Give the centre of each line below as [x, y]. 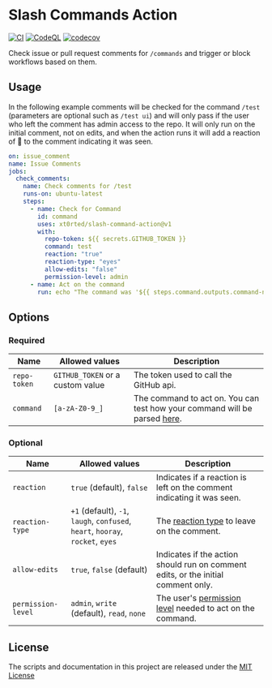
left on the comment [195, 488]
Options [29, 317]
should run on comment [202, 565]
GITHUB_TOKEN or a [87, 375]
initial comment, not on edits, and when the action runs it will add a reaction [134, 132]
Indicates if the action [198, 555]
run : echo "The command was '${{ [94, 292]
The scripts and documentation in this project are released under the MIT [130, 667]
